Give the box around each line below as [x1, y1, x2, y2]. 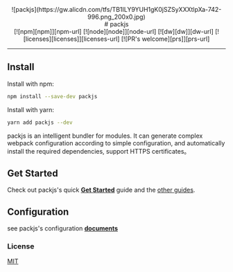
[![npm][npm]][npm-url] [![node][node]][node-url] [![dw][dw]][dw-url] [13, 28, 214, 35]
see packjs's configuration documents [7, 224, 119, 233]
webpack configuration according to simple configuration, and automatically [7, 138, 225, 147]
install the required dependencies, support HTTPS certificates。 [7, 147, 191, 155]
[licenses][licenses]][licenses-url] [23, 35, 120, 43]
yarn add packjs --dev [7, 119, 73, 126]
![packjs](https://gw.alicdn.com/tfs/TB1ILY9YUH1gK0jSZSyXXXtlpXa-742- [11, 6, 222, 13]
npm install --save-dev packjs [7, 93, 98, 100]
